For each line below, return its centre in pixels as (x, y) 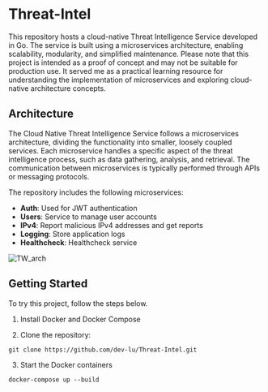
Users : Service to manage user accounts (89, 217)
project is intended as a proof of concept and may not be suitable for (123, 62)
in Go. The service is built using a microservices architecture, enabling (126, 45)
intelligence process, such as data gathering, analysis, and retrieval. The (129, 159)
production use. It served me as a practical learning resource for (116, 71)
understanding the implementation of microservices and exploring (119, 80)
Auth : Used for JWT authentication (79, 208)
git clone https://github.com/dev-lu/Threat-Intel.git (103, 350)
